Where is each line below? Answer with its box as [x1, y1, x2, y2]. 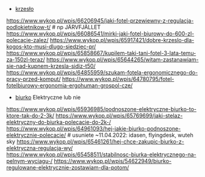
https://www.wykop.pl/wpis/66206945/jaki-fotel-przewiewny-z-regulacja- [6, 17, 194, 24]
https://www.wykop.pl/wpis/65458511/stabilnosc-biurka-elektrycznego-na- [6, 151, 196, 158]
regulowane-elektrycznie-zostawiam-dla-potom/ [6, 164, 129, 171]
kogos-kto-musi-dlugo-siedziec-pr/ [6, 43, 96, 50]
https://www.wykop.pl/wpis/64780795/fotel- [62, 76, 174, 82]
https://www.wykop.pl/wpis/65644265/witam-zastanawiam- [46, 56, 199, 63]
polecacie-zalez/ [6, 37, 49, 43]
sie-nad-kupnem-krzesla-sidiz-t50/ [6, 62, 96, 70]
